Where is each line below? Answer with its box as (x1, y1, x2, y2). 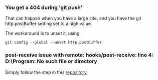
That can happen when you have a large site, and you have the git (5, 15, 141, 21)
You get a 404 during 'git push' (5, 4, 83, 11)
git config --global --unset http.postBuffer (5, 40, 102, 45)
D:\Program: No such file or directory (5, 58, 98, 65)
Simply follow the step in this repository (5, 69, 87, 75)
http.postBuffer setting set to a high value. (5, 20, 92, 26)
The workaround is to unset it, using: (5, 30, 81, 36)
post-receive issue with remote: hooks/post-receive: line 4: (5, 51, 154, 58)
